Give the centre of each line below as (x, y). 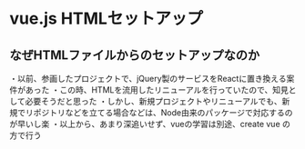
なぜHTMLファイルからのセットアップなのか (135, 55)
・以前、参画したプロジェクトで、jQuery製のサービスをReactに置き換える (148, 79)
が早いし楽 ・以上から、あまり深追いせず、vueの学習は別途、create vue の (150, 124)
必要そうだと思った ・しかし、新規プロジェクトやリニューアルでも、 (153, 101)
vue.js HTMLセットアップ (106, 19)
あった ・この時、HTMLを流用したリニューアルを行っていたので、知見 (157, 90)
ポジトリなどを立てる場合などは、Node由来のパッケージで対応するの (163, 113)
